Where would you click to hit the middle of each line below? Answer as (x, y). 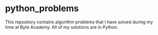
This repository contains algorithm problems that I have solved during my (79, 22)
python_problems (42, 9)
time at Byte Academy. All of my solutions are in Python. (62, 27)
